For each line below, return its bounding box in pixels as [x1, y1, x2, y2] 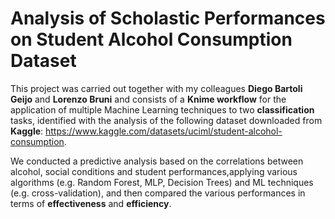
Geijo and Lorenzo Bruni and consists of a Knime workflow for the [10, 93, 287, 105]
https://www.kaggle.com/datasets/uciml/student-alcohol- [45, 125, 283, 137]
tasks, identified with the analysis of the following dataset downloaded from [10, 114, 323, 126]
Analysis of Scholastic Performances [10, 7, 326, 30]
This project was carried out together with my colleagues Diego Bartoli [10, 82, 303, 94]
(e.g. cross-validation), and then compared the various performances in [10, 187, 306, 199]
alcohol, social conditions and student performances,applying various [10, 165, 298, 177]
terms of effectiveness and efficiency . [10, 197, 172, 209]
